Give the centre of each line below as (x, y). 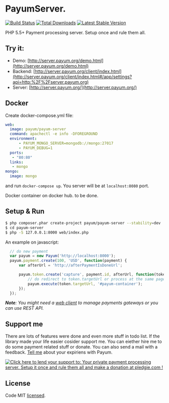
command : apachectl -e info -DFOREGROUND (54, 134)
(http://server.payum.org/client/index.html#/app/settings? (72, 77)
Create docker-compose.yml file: (39, 115)
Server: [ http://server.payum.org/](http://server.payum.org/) (75, 87)
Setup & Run (25, 212)
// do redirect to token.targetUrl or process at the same (91, 279)
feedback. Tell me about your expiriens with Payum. (59, 352)
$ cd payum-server (24, 227)
